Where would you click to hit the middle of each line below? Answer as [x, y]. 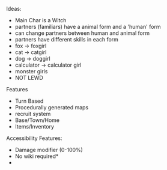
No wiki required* [37, 156]
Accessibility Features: [34, 138]
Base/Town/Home [37, 120]
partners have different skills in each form [67, 39]
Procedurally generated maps [52, 107]
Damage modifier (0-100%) [49, 150]
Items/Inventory [35, 126]
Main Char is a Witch [41, 20]
